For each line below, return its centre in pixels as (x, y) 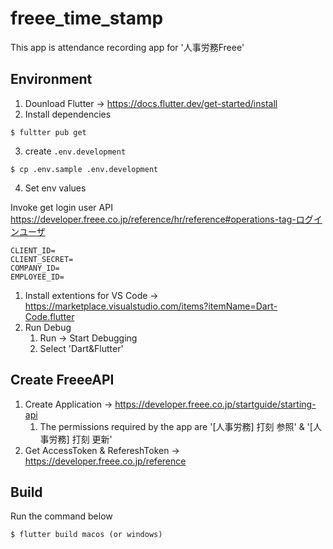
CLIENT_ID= (33, 250)
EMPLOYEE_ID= (37, 277)
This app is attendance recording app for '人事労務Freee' (127, 47)
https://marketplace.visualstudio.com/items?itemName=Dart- (151, 306)
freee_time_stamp (87, 18)
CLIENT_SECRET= (42, 259)
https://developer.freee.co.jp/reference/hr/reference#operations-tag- (153, 219)
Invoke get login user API (61, 207)
